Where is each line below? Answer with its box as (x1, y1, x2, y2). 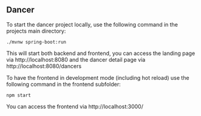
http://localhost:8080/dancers (6, 62, 82, 69)
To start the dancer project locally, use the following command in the (6, 21, 178, 28)
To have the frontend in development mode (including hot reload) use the (6, 74, 189, 81)
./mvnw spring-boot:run (6, 39, 67, 45)
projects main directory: (6, 27, 66, 34)
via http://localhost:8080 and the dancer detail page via (6, 56, 146, 63)
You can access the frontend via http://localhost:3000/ (6, 103, 144, 110)
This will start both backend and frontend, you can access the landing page (6, 50, 196, 57)
